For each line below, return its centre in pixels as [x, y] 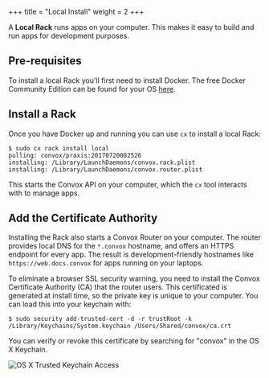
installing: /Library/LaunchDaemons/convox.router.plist [106, 169]
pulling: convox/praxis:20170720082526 [75, 155]
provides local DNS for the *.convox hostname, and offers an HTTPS [121, 246]
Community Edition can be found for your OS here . [92, 88]
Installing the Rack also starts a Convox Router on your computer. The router [135, 237]
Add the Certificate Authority [83, 218]
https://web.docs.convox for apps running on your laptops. [106, 263]
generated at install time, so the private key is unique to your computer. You [133, 296]
